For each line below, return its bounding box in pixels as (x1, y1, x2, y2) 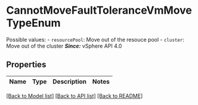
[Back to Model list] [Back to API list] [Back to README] (6, 92, 143, 99)
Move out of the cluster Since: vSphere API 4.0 (6, 42, 122, 50)
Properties (6, 60, 47, 70)
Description (52, 77, 86, 85)
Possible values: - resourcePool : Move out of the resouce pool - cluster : (6, 36, 185, 43)
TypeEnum (6, 16, 61, 30)
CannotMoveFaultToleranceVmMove (6, 4, 193, 17)
